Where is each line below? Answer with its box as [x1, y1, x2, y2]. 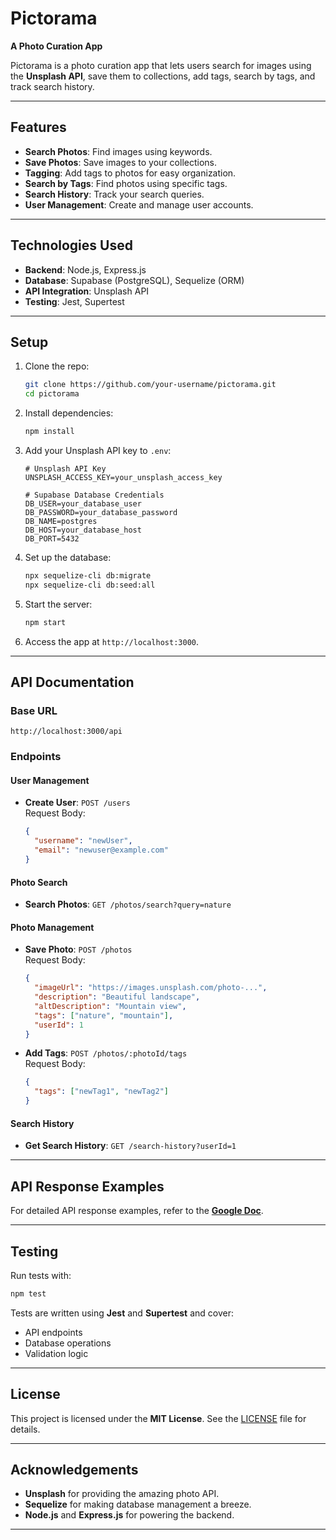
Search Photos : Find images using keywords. [24, 145, 213, 157]
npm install [24, 427, 75, 437]
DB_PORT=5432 [24, 534, 80, 544]
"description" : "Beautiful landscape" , [34, 992, 201, 1002]
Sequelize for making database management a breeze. [24, 1498, 252, 1511]
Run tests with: [10, 1269, 72, 1281]
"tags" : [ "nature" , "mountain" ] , [34, 1010, 174, 1021]
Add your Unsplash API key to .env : [24, 445, 172, 456]
